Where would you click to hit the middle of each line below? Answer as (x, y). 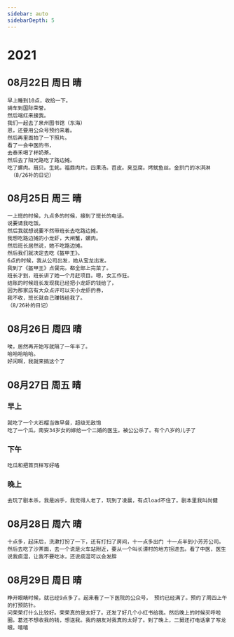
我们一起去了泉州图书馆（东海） (47, 123)
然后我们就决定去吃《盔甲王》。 (45, 253)
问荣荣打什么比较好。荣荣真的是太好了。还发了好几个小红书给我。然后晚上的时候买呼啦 (114, 613)
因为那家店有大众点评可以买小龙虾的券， (57, 291)
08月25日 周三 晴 (44, 198)
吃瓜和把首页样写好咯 (33, 466)
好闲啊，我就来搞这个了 (36, 362)
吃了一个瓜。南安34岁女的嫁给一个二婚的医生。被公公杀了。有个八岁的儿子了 (102, 430)
